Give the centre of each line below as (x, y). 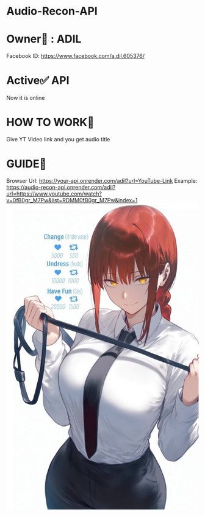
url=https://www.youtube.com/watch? (54, 194)
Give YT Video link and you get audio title (58, 139)
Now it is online (26, 98)
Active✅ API (38, 81)
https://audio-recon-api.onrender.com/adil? (61, 187)
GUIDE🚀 (27, 164)
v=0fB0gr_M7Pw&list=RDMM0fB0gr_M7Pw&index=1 (72, 200)
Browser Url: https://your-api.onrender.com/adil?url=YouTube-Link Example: (102, 180)
